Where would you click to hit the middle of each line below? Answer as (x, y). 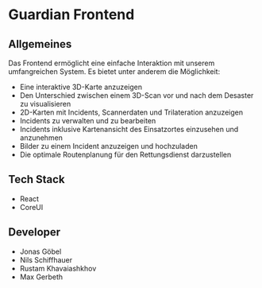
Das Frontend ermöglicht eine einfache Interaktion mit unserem (112, 63)
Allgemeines (40, 44)
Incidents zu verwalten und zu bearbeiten (88, 121)
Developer (35, 232)
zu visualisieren (45, 104)
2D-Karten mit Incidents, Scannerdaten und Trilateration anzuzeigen (131, 112)
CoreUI (31, 207)
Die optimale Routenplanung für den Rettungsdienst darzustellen (125, 154)
